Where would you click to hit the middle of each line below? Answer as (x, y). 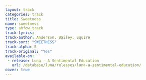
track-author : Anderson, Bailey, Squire (48, 38)
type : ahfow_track (24, 28)
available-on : (20, 56)
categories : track (24, 14)
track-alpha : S (21, 47)
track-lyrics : (20, 33)
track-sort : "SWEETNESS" (31, 42)
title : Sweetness (23, 19)
